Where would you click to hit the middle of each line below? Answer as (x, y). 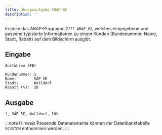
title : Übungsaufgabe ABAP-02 (36, 10)
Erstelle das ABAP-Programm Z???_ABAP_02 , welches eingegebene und (77, 28)
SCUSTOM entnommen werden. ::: (37, 129)
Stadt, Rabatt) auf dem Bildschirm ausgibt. (48, 39)
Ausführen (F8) (21, 66)
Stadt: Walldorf (28, 83)
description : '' (22, 14)
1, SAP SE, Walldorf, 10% (32, 114)
